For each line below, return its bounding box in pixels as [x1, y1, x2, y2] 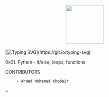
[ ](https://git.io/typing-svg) [5, 49, 91, 55]
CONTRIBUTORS [5, 69, 40, 75]
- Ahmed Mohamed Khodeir [16, 79, 69, 84]
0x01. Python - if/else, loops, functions [5, 59, 86, 65]
